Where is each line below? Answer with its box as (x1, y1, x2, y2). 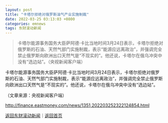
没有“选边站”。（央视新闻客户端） (17, 59, 86, 65)
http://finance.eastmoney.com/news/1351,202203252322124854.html (5, 103, 149, 109)
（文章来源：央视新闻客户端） (5, 93, 67, 99)
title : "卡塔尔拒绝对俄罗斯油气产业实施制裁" (5, 12, 89, 17)
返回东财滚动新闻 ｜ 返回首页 (5, 113, 63, 119)
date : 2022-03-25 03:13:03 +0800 (5, 16, 75, 21)
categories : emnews (5, 21, 46, 26)
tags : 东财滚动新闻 (5, 26, 42, 31)
